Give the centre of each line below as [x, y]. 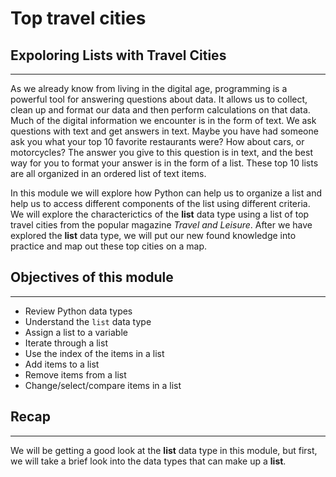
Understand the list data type [88, 321]
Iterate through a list [66, 343]
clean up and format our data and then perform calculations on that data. [160, 110]
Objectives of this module [92, 277]
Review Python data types [78, 311]
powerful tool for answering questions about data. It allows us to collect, [159, 99]
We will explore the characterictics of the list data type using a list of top [160, 214]
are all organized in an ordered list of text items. [108, 173]
